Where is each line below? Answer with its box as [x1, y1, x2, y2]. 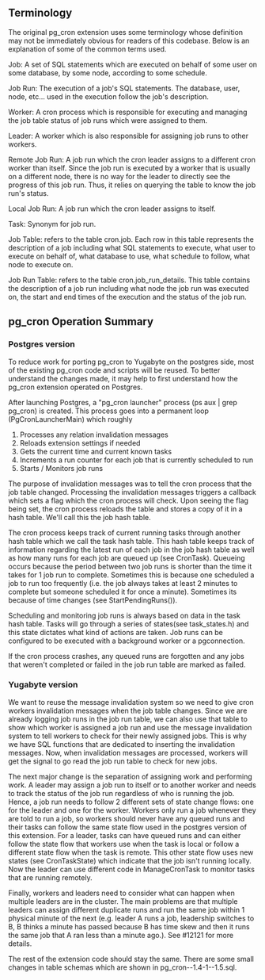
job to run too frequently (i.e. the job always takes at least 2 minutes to [8, 578, 238, 588]
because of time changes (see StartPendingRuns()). [8, 595, 178, 605]
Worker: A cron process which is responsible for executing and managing [8, 107, 248, 117]
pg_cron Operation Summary [8, 315, 154, 328]
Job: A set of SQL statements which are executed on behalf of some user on [8, 59, 258, 69]
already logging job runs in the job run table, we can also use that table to [8, 714, 248, 724]
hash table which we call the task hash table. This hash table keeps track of [8, 536, 255, 546]
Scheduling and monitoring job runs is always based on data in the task [8, 611, 241, 620]
